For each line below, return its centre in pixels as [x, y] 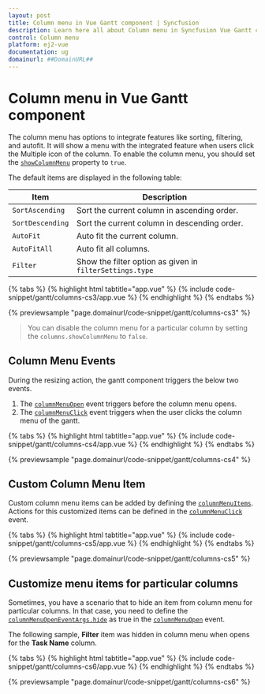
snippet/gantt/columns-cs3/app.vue [67, 297]
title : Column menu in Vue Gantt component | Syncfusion [104, 23]
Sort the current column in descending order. [160, 223]
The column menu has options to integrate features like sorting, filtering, [125, 137]
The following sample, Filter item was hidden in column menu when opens [129, 635]
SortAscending [39, 210]
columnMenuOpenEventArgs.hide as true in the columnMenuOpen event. [117, 619]
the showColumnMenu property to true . [67, 162]
